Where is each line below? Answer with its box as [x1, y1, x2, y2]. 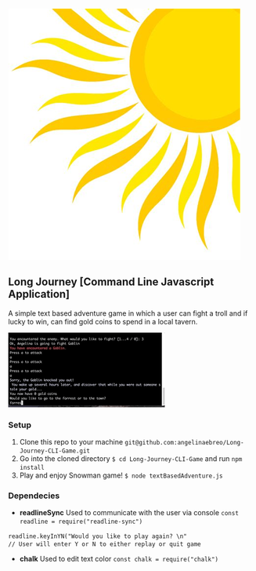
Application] [8, 287, 70, 301]
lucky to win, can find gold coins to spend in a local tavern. [8, 317, 198, 326]
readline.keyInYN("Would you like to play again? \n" [8, 533, 188, 540]
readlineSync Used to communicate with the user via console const [19, 508, 239, 518]
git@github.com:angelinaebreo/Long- [124, 439, 244, 447]
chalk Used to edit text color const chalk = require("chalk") [19, 555, 219, 564]
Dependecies [8, 490, 60, 501]
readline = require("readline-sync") [19, 518, 143, 526]
